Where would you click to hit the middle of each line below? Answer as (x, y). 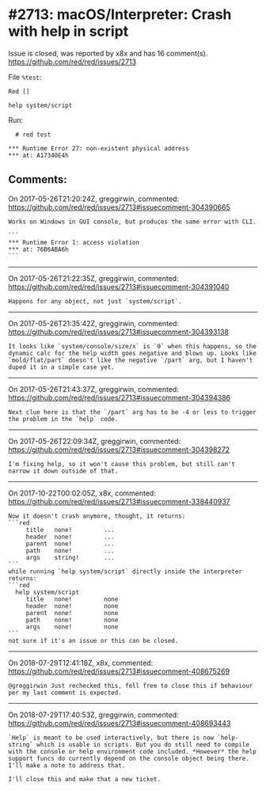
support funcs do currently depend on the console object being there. (129, 758)
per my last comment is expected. (65, 693)
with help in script (68, 31)
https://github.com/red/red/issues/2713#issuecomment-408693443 (120, 723)
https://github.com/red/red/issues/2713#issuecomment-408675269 (119, 671)
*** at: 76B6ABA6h (38, 249)
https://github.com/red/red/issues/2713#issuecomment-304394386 (120, 397)
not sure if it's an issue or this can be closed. (93, 640)
